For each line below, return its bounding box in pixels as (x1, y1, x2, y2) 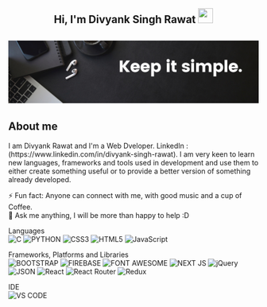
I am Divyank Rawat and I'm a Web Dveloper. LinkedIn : (8, 141, 189, 150)
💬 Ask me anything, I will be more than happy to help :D (8, 210, 189, 220)
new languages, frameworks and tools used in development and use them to (8, 157, 259, 167)
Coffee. (8, 202, 33, 212)
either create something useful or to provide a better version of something (8, 166, 251, 176)
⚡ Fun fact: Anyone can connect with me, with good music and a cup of (8, 190, 242, 200)
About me (8, 120, 58, 134)
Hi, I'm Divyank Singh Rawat (53, 13, 196, 26)
